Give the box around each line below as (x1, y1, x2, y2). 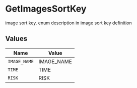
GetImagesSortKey (5, 3, 87, 15)
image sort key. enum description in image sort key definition (5, 20, 132, 26)
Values (5, 34, 28, 43)
